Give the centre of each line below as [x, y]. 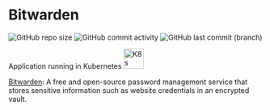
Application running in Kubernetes [65, 66]
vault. [18, 99]
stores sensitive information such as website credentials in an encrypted [129, 90]
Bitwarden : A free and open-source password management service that [128, 82]
